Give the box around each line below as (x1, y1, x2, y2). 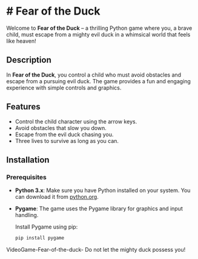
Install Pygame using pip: (15, 223, 78, 230)
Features (6, 102, 41, 112)
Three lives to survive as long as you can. (15, 137, 119, 144)
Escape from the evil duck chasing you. (15, 131, 114, 138)
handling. (15, 212, 39, 219)
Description (6, 55, 51, 65)
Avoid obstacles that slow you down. (15, 124, 107, 131)
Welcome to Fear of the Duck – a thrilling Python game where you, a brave (6, 24, 193, 32)
